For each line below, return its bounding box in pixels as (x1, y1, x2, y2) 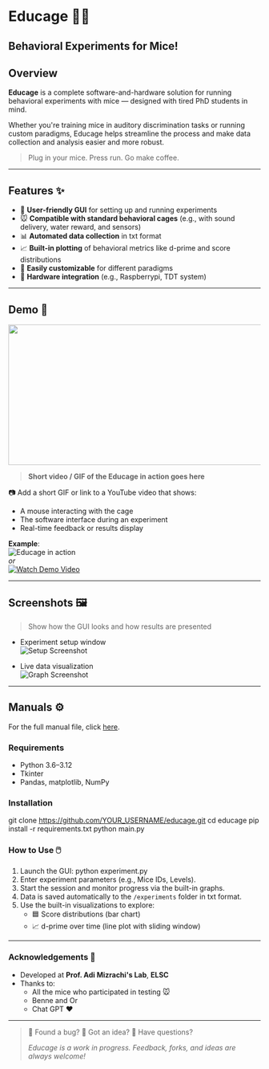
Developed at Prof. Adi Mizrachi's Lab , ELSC (19, 969, 170, 979)
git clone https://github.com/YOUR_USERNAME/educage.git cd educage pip (8, 815, 259, 826)
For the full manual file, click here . (8, 722, 120, 732)
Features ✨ (8, 184, 65, 198)
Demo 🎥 (8, 303, 48, 316)
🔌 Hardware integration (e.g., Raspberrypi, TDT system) (19, 272, 207, 282)
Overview (8, 66, 58, 80)
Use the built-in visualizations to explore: (19, 900, 155, 910)
